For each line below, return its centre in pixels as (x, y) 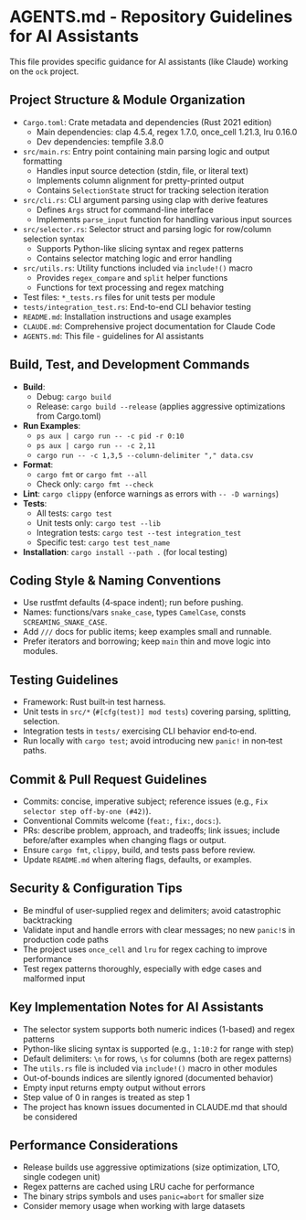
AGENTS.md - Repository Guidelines (151, 17)
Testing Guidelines (64, 680)
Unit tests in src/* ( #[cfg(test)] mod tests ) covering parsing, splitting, (157, 712)
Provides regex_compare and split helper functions (132, 277)
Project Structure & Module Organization (127, 100)
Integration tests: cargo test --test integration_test (139, 532)
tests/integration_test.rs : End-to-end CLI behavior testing (137, 306)
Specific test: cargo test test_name (103, 542)
